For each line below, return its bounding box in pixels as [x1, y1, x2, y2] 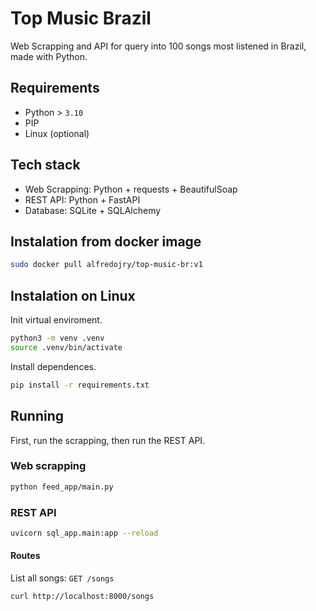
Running [10, 408, 65, 425]
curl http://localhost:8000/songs [10, 592, 155, 602]
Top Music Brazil [10, 7, 152, 30]
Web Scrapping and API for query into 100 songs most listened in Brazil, [10, 40, 307, 52]
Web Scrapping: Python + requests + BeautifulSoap [24, 183, 238, 195]
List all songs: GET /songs [10, 572, 115, 584]
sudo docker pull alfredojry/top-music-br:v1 [10, 260, 203, 270]
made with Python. [10, 50, 88, 62]
